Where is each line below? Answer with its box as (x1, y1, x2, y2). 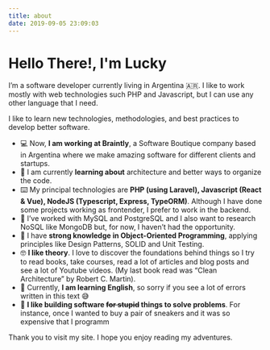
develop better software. (8, 123, 90, 132)
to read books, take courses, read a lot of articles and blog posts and (19, 257, 250, 267)
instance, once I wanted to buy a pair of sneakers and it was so (19, 308, 231, 319)
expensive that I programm (19, 317, 110, 327)
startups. (19, 159, 51, 169)
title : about (8, 11, 52, 20)
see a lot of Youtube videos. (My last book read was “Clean (19, 265, 218, 275)
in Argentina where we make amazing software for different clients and (19, 150, 256, 160)
